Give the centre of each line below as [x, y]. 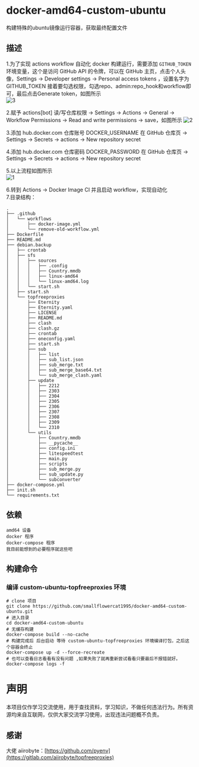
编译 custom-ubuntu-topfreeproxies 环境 [66, 587]
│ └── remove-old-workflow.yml [53, 229]
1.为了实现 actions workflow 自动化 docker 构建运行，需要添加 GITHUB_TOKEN [99, 64]
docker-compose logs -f [36, 664]
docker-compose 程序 [31, 543]
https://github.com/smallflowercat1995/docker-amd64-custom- [110, 606]
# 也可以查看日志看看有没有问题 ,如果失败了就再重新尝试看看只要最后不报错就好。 [93, 659]
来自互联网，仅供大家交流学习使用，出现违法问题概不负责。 [89, 715]
